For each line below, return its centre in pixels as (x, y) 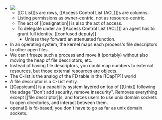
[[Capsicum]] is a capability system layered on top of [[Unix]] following (82, 87)
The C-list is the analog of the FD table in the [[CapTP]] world (73, 76)
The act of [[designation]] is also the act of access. (70, 23)
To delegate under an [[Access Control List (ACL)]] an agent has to (86, 28)
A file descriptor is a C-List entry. (44, 81)
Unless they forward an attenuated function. (70, 39)
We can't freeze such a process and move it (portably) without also (79, 55)
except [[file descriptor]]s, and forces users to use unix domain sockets (83, 97)
